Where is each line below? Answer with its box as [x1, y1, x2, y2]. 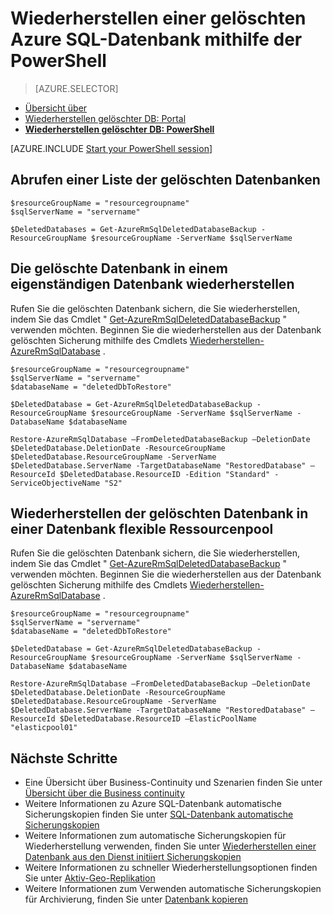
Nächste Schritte [10, 750, 118, 767]
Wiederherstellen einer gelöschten [10, 7, 307, 30]
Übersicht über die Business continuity [24, 787, 185, 799]
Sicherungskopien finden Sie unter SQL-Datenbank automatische [24, 808, 294, 821]
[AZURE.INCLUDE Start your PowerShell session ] [10, 142, 213, 154]
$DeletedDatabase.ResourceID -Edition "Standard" [59, 469, 271, 479]
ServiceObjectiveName [10, 478, 101, 488]
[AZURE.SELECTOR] [34, 82, 119, 94]
